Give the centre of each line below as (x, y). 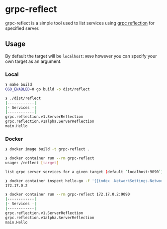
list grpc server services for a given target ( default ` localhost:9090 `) (84, 172)
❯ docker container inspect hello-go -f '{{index (58, 181)
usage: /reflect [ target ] (32, 163)
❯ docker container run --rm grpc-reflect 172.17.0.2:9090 (68, 195)
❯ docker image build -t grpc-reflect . (48, 149)
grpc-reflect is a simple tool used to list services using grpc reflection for (80, 23)
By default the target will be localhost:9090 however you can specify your (81, 56)
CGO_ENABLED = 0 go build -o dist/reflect (48, 89)
